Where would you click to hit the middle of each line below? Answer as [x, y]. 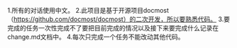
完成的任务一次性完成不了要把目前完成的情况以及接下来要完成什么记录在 [113, 28]
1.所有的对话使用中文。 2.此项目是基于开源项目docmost [88, 10]
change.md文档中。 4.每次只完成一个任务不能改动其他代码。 [96, 37]
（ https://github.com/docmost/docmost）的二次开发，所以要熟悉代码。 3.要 [119, 19]
